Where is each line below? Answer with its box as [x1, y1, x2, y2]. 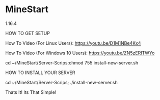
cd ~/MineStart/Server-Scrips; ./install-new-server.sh [5, 79, 118, 85]
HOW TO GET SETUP [5, 30, 50, 36]
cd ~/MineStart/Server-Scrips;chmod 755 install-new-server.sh [5, 59, 139, 65]
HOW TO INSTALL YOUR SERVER [5, 70, 75, 76]
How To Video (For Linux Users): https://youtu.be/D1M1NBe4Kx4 [5, 40, 141, 46]
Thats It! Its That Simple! [5, 89, 57, 95]
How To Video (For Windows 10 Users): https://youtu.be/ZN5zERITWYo [5, 50, 155, 56]
